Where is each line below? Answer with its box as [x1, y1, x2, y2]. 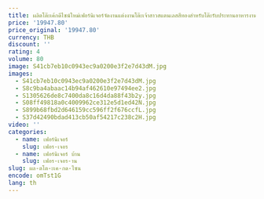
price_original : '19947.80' [8, 26, 101, 34]
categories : [8, 128, 47, 136]
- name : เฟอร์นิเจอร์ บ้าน [15, 150, 81, 157]
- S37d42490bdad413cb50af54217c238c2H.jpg [15, 114, 156, 121]
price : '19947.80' [8, 19, 68, 27]
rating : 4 [8, 48, 41, 56]
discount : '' [8, 41, 51, 49]
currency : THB [8, 33, 55, 42]
